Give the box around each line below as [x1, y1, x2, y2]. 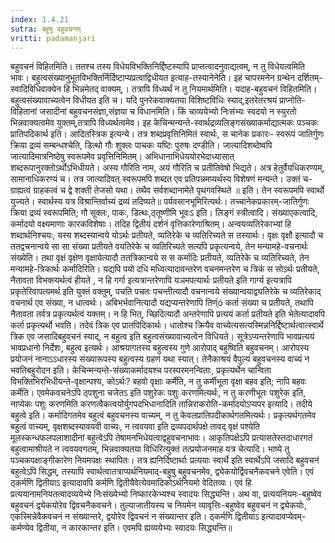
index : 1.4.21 [10, 14, 70, 25]
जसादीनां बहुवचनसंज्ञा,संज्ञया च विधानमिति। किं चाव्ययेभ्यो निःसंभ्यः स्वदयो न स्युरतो [39, 106, 297, 118]
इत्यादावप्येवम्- [261, 511, 307, 523]
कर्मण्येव [10, 522, 35, 534]
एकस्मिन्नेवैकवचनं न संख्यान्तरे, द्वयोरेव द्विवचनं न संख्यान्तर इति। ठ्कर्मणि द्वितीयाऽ [10, 511, 260, 523]
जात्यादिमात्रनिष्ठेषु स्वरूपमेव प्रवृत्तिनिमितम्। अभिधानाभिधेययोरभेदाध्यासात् [10, 151, 235, 163]
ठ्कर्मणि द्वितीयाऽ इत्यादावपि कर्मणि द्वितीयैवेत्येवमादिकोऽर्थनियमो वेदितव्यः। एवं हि [10, 477, 252, 489]
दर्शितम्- [296, 72, 323, 84]
